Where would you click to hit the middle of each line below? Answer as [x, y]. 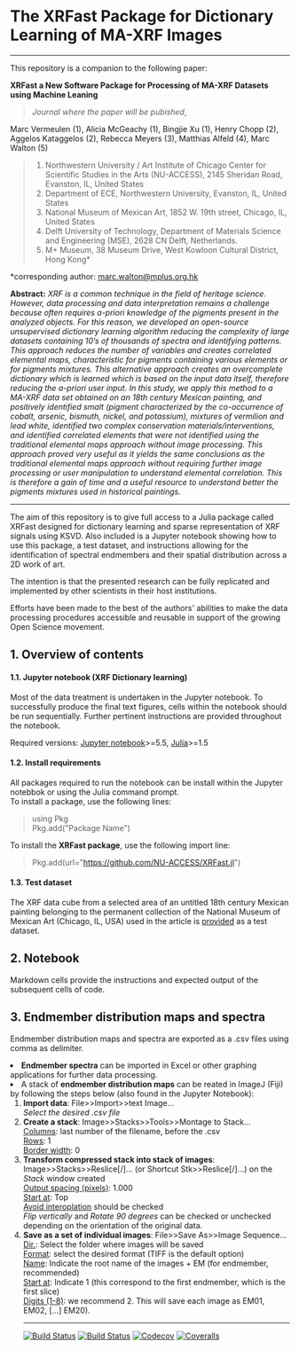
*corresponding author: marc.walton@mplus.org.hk [104, 276]
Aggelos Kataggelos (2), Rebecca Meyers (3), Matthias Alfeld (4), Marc [140, 138]
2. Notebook [45, 958]
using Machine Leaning [54, 94]
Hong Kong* [68, 259]
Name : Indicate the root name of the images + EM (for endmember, [146, 1263]
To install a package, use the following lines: [91, 801]
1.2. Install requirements [55, 763]
